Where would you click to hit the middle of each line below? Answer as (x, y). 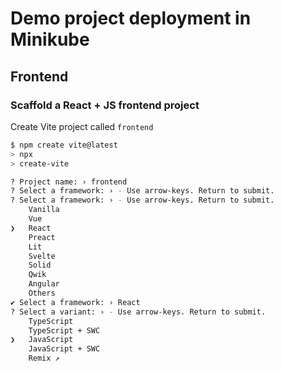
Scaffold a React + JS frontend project (105, 105)
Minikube (50, 39)
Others (42, 293)
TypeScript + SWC (64, 330)
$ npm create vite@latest (64, 145)
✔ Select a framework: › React (75, 302)
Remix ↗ (44, 358)
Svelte (42, 256)
